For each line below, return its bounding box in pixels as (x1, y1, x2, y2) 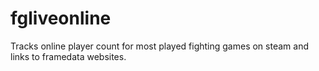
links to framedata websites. (10, 50, 127, 62)
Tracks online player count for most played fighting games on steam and (10, 40, 309, 52)
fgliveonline (10, 7, 112, 30)
